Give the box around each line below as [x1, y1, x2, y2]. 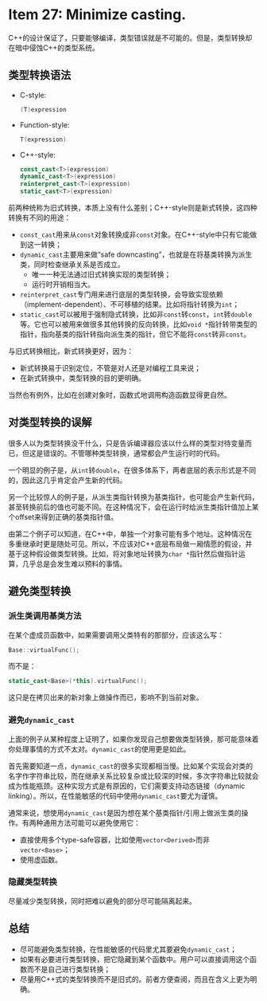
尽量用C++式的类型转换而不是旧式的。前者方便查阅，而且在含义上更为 [19, 974, 250, 983]
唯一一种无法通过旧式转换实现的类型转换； [31, 269, 172, 279]
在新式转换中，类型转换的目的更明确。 [19, 373, 145, 383]
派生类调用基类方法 [8, 610, 82, 622]
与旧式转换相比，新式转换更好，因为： [8, 347, 133, 355]
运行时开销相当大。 [31, 280, 95, 289]
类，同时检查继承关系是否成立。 [19, 260, 125, 269]
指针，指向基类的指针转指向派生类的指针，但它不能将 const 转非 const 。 [19, 329, 251, 339]
